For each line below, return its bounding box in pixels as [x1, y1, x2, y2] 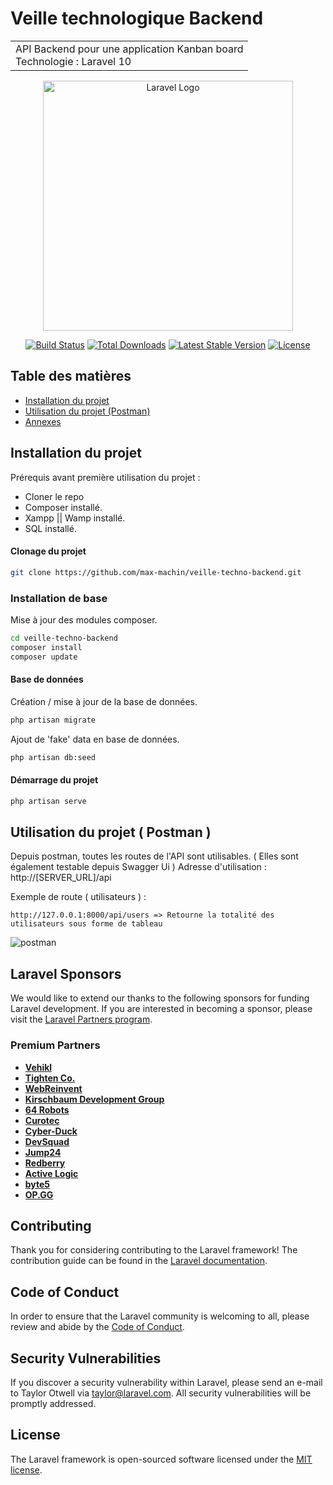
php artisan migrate [10, 715, 97, 725]
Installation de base [10, 591, 108, 605]
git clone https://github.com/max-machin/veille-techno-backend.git [10, 567, 302, 577]
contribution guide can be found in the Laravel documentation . [10, 1255, 268, 1267]
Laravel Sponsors [10, 965, 122, 982]
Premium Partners [10, 1038, 101, 1052]
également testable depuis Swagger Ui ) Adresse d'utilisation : [10, 861, 267, 873]
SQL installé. [24, 522, 77, 534]
